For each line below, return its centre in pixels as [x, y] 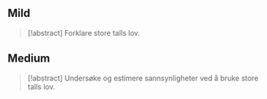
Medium [29, 59]
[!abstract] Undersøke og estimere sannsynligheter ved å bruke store [143, 78]
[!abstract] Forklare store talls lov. [84, 32]
